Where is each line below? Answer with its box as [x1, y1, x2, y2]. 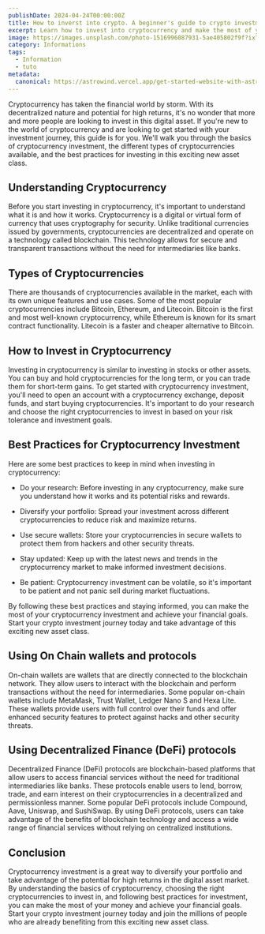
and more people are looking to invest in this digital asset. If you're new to [8, 116, 248, 126]
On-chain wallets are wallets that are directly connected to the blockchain [8, 670, 248, 680]
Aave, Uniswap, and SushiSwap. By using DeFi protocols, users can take [8, 806, 244, 816]
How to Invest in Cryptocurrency [8, 344, 172, 358]
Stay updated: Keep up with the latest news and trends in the [19, 553, 218, 563]
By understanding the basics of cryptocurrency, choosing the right [8, 883, 225, 893]
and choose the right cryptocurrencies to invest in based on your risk [8, 407, 233, 416]
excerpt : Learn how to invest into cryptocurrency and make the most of [8, 26, 252, 34]
